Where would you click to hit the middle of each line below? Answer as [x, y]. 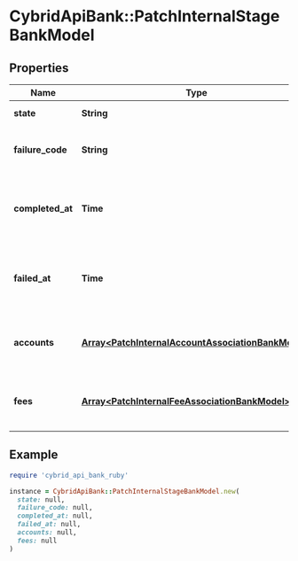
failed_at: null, [49, 525]
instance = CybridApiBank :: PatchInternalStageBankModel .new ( [125, 491]
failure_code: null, [55, 508]
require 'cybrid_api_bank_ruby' [69, 475]
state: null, [41, 499]
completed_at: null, [55, 516]
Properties [39, 68]
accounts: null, [47, 533]
